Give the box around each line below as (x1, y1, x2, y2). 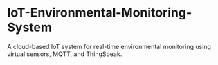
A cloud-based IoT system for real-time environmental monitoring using (7, 42, 211, 50)
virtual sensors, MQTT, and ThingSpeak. (7, 50, 122, 58)
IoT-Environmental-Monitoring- (7, 5, 192, 21)
